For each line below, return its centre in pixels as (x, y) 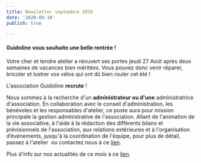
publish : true (24, 23)
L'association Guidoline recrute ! (47, 86)
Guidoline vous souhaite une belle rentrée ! (61, 47)
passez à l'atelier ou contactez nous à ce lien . (64, 142)
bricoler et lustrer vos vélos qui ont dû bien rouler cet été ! (78, 74)
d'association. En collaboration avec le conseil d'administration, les (90, 104)
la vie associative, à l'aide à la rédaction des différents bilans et (85, 123)
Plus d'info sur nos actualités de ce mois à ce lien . (69, 154)
